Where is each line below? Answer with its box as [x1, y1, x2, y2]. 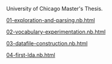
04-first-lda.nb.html [6, 51, 55, 59]
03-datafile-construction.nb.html [6, 40, 88, 47]
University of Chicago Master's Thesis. [6, 5, 103, 12]
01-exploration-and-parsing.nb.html [6, 17, 95, 23]
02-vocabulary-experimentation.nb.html [6, 28, 106, 35]
